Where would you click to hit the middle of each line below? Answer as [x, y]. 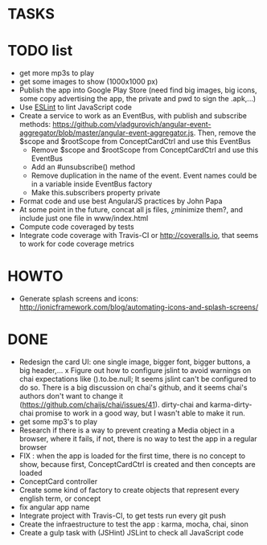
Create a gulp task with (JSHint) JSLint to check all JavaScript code [131, 533]
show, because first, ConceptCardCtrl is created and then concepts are [137, 464]
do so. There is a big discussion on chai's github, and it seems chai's [133, 387]
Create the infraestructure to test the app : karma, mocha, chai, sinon [133, 524]
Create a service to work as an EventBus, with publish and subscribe [133, 116]
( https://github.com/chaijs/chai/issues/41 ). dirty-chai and [113, 404]
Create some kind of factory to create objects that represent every [129, 490]
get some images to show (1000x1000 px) [88, 82]
